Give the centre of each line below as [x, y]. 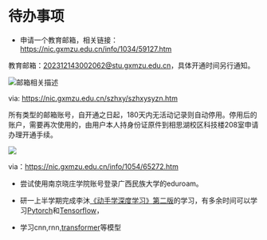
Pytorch [40, 210]
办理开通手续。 [33, 134]
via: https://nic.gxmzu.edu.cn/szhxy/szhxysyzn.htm [93, 98]
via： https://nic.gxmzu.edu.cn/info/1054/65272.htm [94, 166]
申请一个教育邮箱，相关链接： [69, 40]
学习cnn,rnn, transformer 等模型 [71, 227]
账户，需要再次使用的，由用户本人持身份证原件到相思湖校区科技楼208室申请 [133, 124]
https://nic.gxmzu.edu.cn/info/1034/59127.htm [96, 49]
